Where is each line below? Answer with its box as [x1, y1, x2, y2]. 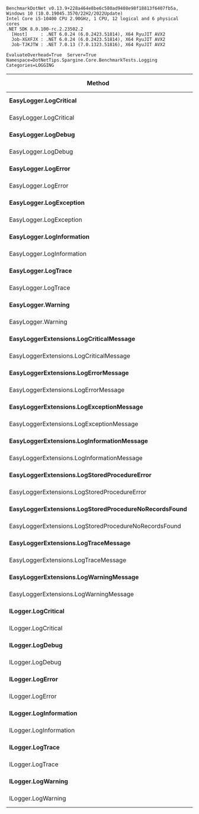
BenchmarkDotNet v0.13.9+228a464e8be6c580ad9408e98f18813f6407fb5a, [6, 5, 179, 11]
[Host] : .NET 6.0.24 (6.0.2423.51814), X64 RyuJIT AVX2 [11, 31, 166, 37]
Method [86, 79, 110, 87]
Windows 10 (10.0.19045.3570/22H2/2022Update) [6, 11, 123, 17]
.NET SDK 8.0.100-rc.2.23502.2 [6, 26, 84, 32]
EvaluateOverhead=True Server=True [6, 52, 97, 58]
